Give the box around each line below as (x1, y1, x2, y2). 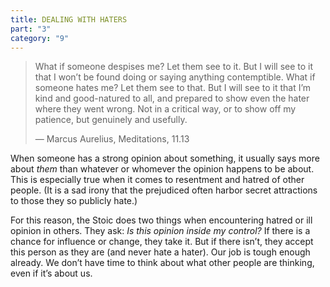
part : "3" (10, 24, 52, 34)
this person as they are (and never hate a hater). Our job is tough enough (10, 246, 311, 258)
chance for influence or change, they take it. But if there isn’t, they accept (10, 236, 314, 248)
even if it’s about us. (10, 267, 93, 280)
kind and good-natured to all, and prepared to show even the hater (34, 92, 310, 105)
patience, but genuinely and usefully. (34, 114, 188, 126)
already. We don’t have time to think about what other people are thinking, (10, 257, 315, 269)
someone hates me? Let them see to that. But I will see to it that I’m (34, 82, 312, 94)
